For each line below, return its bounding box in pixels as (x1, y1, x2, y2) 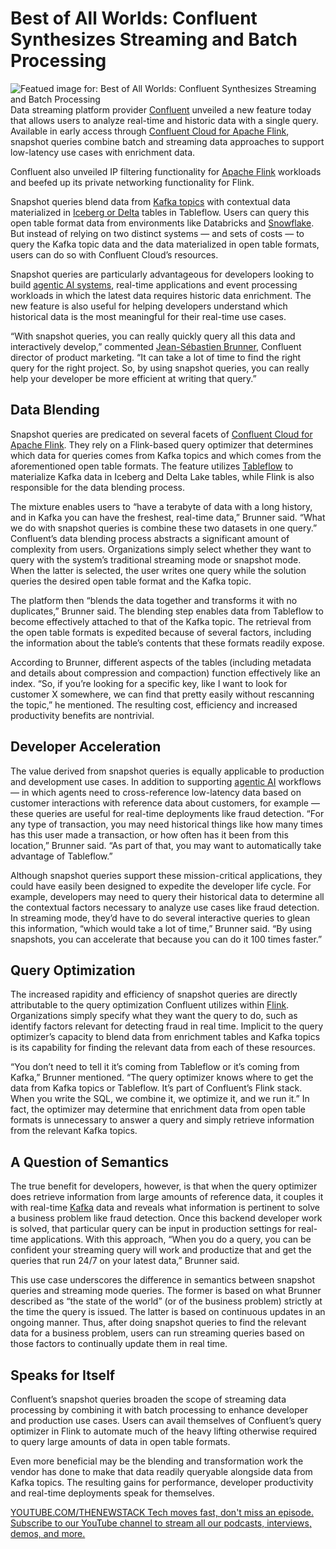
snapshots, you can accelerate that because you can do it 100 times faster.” (10, 933, 323, 945)
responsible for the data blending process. (10, 481, 186, 493)
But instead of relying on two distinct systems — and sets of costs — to (10, 227, 305, 239)
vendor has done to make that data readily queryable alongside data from (10, 1466, 313, 1477)
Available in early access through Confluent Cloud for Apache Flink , (10, 125, 290, 137)
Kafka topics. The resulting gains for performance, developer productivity (10, 1477, 314, 1488)
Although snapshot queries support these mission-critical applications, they (10, 869, 323, 881)
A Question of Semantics (10, 1153, 170, 1171)
